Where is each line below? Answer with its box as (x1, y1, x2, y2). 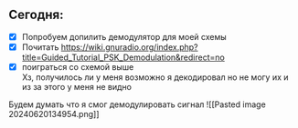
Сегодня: (8, 7, 64, 23)
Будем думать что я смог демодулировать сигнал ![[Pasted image (8, 99, 266, 110)
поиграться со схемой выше (21, 61, 134, 72)
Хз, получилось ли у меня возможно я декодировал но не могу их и (21, 72, 289, 83)
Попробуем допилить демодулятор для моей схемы (21, 31, 228, 42)
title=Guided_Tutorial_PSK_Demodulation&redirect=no (21, 52, 225, 63)
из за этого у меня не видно (21, 82, 132, 92)
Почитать (21, 41, 59, 53)
